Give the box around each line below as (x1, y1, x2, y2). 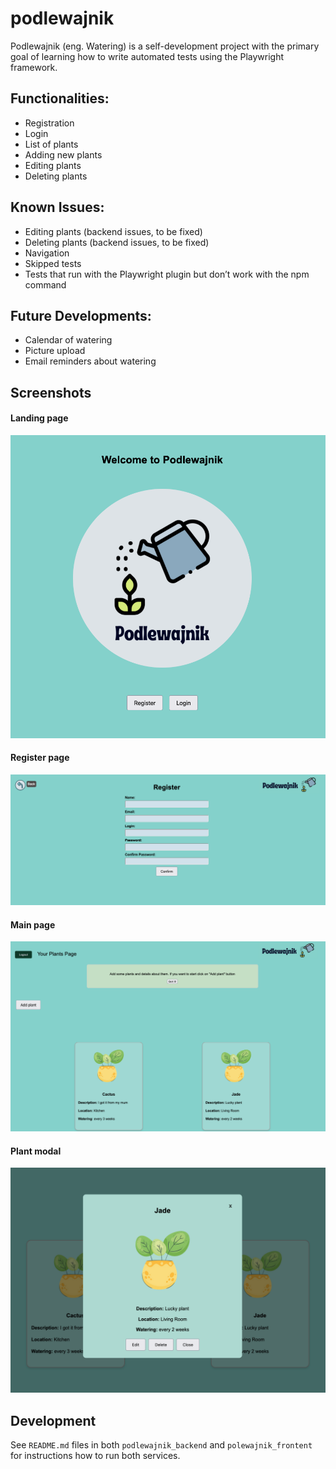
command (24, 278, 67, 291)
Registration (24, 117, 75, 129)
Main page (10, 918, 56, 931)
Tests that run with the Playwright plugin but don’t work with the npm (24, 268, 310, 280)
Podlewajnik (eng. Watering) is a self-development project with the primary (10, 40, 320, 52)
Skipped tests (24, 257, 82, 269)
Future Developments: (10, 307, 152, 324)
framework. (10, 61, 58, 73)
